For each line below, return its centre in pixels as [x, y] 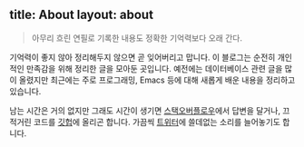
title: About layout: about [82, 15]
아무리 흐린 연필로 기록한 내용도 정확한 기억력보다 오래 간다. [137, 38]
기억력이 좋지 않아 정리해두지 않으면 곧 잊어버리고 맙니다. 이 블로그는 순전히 [142, 57]
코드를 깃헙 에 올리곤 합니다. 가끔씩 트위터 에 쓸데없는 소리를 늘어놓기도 [157, 122]
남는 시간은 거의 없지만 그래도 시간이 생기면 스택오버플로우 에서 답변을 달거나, [145, 110]
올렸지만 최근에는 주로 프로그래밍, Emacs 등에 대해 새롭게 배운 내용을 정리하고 [157, 80]
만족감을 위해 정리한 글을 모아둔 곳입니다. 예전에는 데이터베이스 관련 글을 [154, 68]
